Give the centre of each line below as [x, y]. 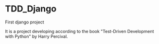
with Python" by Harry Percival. [36, 36]
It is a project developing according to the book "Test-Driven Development [79, 31]
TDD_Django [31, 9]
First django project [25, 22]
